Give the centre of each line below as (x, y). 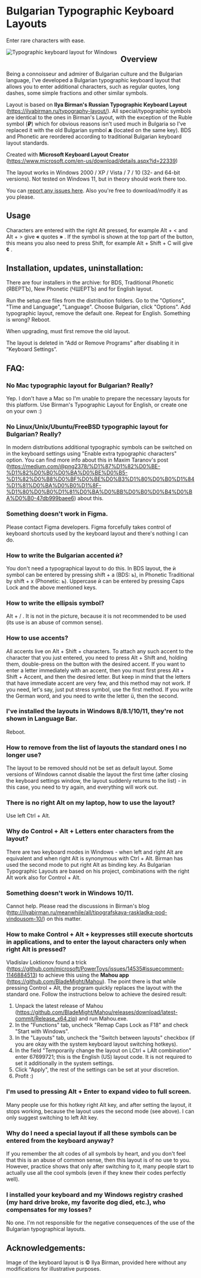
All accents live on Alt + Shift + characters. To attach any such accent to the (100, 651)
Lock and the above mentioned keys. (52, 587)
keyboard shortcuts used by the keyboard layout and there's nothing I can (97, 533)
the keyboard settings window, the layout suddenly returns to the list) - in (96, 781)
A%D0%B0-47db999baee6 (40, 498)
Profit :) (24, 1076)
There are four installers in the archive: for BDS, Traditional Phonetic (90, 283)
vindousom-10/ (25, 919)
